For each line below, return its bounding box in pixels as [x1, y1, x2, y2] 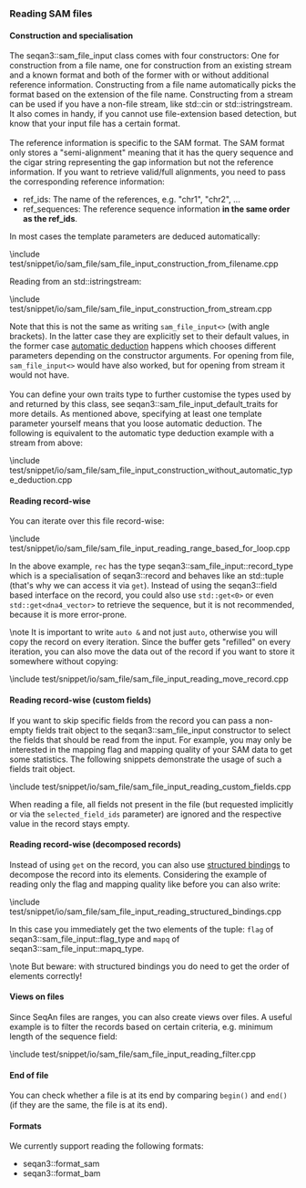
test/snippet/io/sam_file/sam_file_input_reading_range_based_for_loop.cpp [9, 543, 291, 554]
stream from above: [9, 437, 84, 449]
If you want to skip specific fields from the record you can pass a [9, 714, 253, 725]
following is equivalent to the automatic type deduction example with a [9, 428, 275, 439]
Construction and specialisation [9, 30, 134, 41]
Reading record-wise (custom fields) [9, 694, 152, 705]
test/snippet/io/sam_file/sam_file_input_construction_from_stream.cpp [9, 304, 272, 315]
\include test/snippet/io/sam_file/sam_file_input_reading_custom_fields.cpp [9, 781, 291, 792]
